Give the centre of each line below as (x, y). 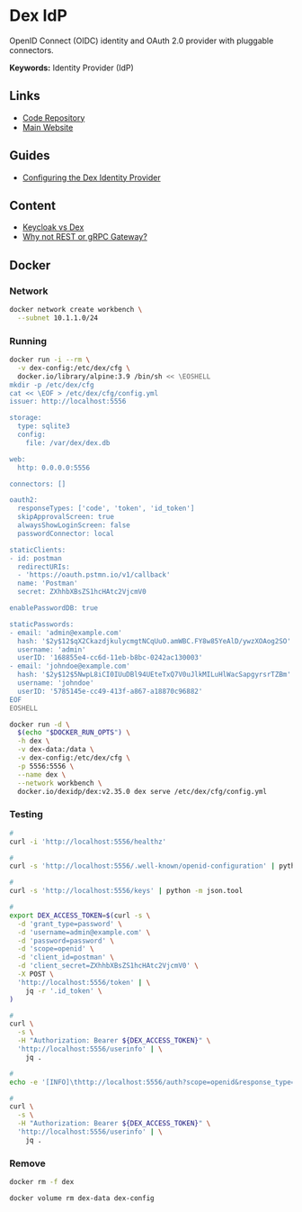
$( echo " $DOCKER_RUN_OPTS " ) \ (74, 733)
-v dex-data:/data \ (56, 750)
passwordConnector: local (66, 533)
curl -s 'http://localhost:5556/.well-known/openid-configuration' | (142, 866)
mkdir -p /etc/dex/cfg (52, 385)
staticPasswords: (42, 624)
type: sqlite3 (44, 426)
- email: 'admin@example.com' (66, 633)
